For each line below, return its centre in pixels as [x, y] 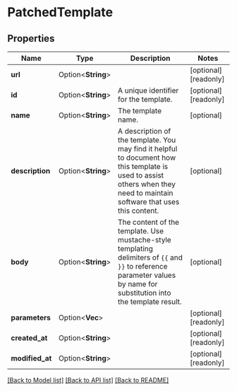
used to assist [141, 175]
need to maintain [145, 193]
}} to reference [142, 266]
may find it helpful [147, 149]
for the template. [145, 99]
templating [135, 249]
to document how [147, 158]
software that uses [148, 202]
